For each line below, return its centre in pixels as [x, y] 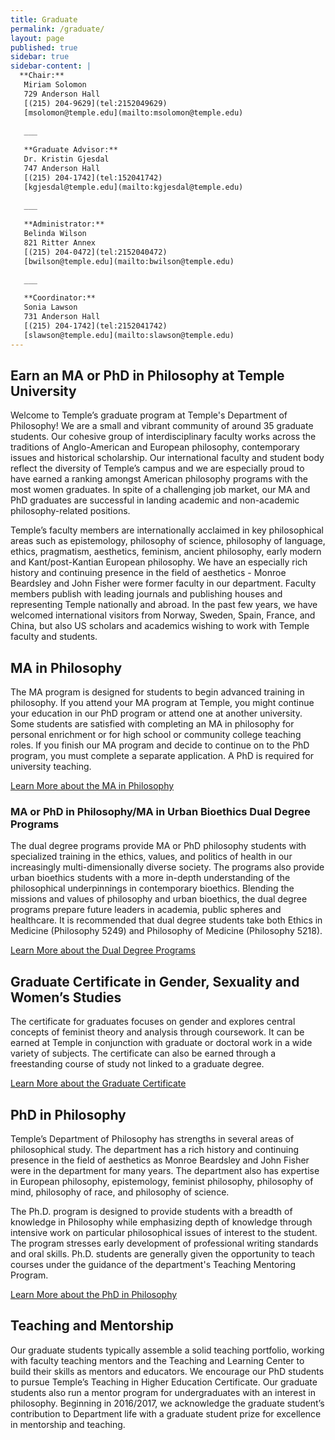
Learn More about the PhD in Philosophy [94, 1295]
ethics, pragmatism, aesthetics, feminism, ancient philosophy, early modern [166, 552]
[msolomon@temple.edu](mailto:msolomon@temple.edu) [133, 112]
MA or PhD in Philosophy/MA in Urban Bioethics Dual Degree [160, 812]
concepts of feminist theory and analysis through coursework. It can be [157, 1032]
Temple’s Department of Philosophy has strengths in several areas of [152, 1139]
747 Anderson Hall [62, 168]
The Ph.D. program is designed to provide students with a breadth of [151, 1212]
